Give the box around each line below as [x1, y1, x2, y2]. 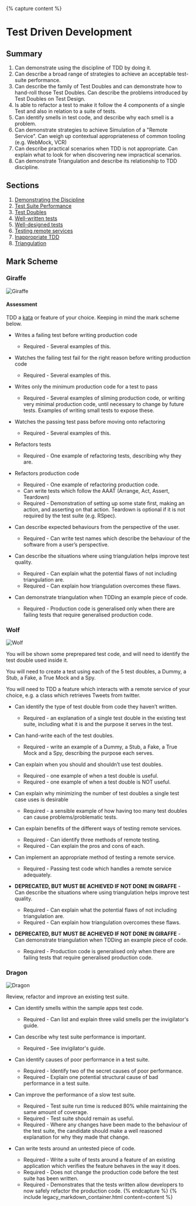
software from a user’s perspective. [23, 541, 109, 548]
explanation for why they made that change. [23, 1133, 130, 1140]
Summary [6, 49, 43, 59]
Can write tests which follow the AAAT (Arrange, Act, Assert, [23, 487, 170, 494]
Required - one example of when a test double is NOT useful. [23, 778, 171, 785]
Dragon [6, 968, 28, 977]
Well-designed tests [14, 221, 63, 228]
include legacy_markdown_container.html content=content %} [23, 1194, 173, 1201]
